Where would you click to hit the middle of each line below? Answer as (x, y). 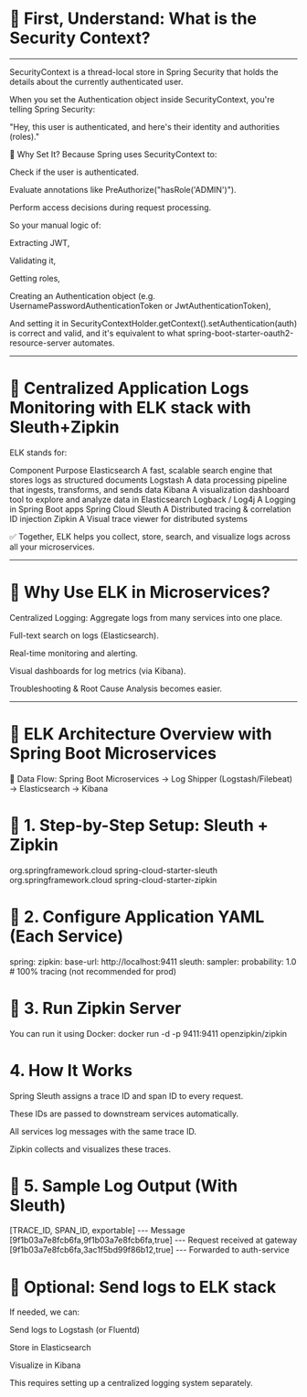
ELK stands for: (38, 453)
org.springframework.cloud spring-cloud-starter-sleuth (113, 870)
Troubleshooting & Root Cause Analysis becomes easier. (116, 688)
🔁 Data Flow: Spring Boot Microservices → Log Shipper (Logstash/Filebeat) (151, 778)
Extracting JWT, (40, 242)
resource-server (40, 343)
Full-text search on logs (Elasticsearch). (85, 635)
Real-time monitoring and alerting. (74, 653)
